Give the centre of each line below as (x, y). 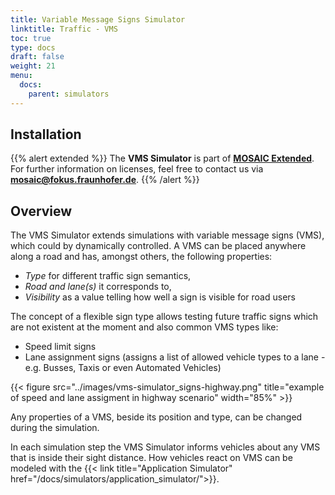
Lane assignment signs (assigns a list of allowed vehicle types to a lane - (175, 357)
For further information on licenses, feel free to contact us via (137, 169)
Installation (46, 134)
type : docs (33, 47)
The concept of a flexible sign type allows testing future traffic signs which (164, 317)
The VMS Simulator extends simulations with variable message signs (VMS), (167, 235)
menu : (21, 76)
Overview (41, 211)
